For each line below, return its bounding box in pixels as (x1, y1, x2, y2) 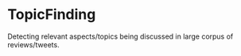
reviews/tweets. (7, 39, 60, 49)
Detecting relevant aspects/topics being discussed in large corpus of (7, 32, 234, 41)
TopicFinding (7, 6, 96, 24)
